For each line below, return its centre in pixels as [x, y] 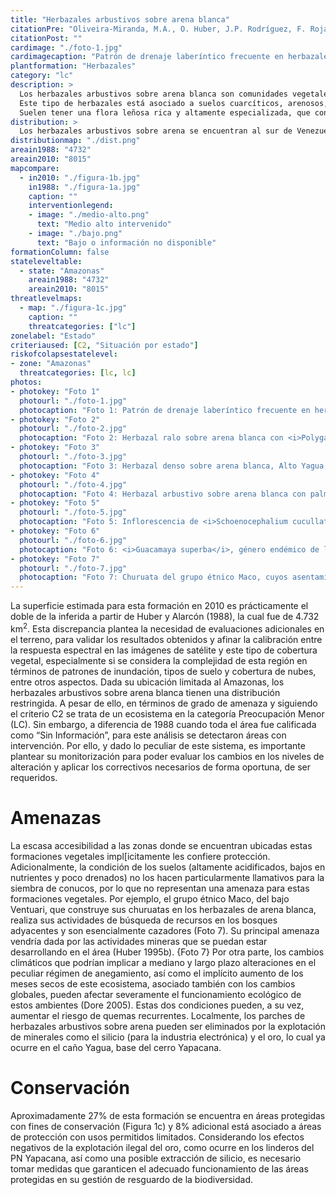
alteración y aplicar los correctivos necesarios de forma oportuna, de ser [160, 767]
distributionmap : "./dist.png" [75, 141]
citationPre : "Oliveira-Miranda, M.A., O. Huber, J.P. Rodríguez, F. [158, 29]
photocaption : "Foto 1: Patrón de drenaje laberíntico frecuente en [165, 410]
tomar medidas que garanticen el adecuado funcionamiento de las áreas [159, 1168]
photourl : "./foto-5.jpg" [73, 512]
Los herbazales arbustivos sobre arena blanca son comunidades [153, 94]
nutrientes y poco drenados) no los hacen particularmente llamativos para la [167, 877]
